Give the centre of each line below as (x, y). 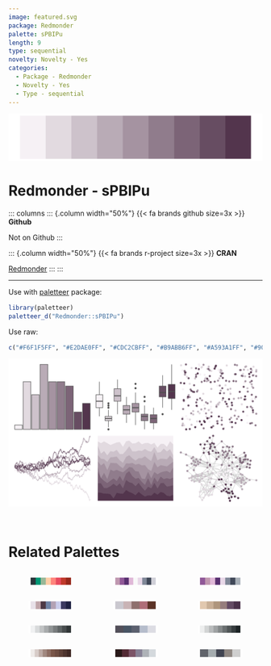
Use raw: (23, 332)
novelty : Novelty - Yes (48, 60)
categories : (28, 69)
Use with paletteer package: (55, 291)
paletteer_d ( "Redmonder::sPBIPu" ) (67, 316)
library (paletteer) (41, 308)
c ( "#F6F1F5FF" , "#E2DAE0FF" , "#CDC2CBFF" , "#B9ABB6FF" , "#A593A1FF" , (128, 347)
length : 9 (25, 43)
